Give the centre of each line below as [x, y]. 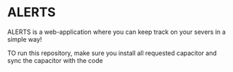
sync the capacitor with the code [55, 60]
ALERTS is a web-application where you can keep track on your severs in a [116, 32]
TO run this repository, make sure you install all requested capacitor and [112, 53]
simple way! [25, 39]
